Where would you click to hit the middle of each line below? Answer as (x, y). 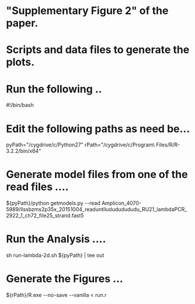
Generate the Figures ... (65, 279)
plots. (20, 62)
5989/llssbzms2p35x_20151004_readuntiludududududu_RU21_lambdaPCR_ (97, 209)
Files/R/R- (168, 145)
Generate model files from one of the (97, 175)
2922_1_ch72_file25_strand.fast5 (45, 216)
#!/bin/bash (20, 105)
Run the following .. (54, 89)
